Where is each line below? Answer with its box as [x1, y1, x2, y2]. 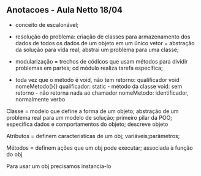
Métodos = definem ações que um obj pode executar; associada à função [6, 144, 193, 152]
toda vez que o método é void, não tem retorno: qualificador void [15, 76, 180, 83]
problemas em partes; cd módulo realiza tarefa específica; [15, 64, 164, 71]
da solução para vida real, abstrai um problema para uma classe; [15, 46, 179, 53]
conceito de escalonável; [15, 21, 79, 28]
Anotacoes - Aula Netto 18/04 [6, 5, 123, 15]
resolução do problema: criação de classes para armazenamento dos [15, 33, 191, 40]
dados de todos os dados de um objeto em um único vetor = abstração [15, 39, 195, 46]
